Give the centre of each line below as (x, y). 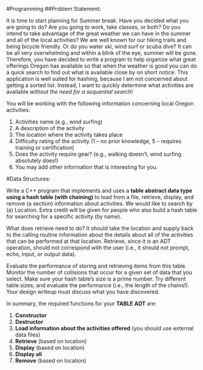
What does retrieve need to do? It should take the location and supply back (100, 228)
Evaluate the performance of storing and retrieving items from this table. (96, 266)
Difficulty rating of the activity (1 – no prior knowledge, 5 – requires (98, 141)
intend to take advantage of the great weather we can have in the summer (99, 33)
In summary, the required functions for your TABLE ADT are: (82, 303)
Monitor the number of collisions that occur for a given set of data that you (99, 272)
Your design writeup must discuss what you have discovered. (83, 292)
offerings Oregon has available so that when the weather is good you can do (102, 66)
